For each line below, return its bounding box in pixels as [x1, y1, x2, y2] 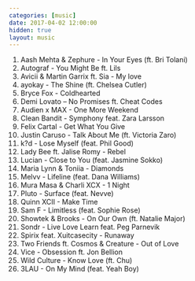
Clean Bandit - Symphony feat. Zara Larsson [20, 113, 164, 123]
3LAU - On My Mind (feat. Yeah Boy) [20, 264, 140, 274]
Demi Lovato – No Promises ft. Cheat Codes [20, 97, 164, 106]
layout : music [9, 33, 56, 42]
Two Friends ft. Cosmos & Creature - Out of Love [20, 239, 179, 249]
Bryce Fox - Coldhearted [20, 88, 101, 98]
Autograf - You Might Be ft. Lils [20, 64, 121, 73]
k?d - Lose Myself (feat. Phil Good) [20, 139, 134, 148]
